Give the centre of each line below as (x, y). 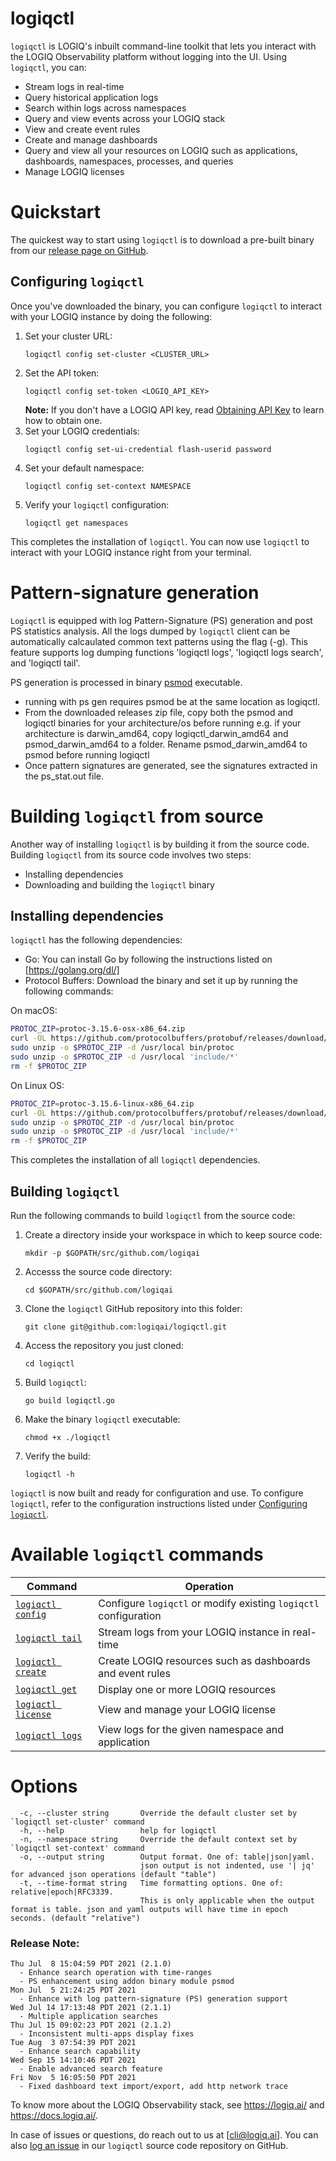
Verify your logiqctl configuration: (97, 504)
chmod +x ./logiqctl (67, 1437)
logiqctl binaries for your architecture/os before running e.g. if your (163, 723)
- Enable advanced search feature (91, 2069)
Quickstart (56, 212)
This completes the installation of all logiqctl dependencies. (135, 1160)
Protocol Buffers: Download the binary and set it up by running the (161, 981)
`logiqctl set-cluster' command (77, 1822)
